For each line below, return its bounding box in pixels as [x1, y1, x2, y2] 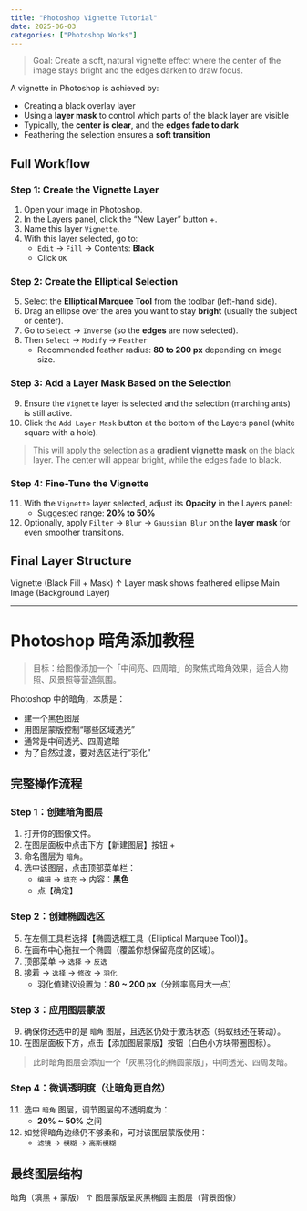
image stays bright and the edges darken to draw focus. [32, 65, 244, 76]
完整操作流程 [10, 777, 83, 792]
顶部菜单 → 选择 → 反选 [23, 955, 107, 966]
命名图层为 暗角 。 [23, 851, 88, 862]
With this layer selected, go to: [23, 234, 138, 245]
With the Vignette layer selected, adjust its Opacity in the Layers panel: [23, 497, 292, 508]
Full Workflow [10, 156, 91, 172]
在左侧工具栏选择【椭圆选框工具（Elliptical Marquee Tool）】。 [23, 933, 253, 944]
